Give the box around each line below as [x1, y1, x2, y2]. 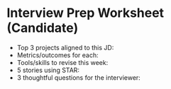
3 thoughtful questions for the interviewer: [16, 73, 141, 82]
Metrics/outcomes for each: [16, 51, 99, 59]
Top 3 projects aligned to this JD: [16, 43, 114, 52]
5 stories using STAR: [16, 66, 79, 74]
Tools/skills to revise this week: [16, 58, 109, 66]
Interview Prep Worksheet [6, 5, 165, 21]
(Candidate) [6, 20, 79, 36]
